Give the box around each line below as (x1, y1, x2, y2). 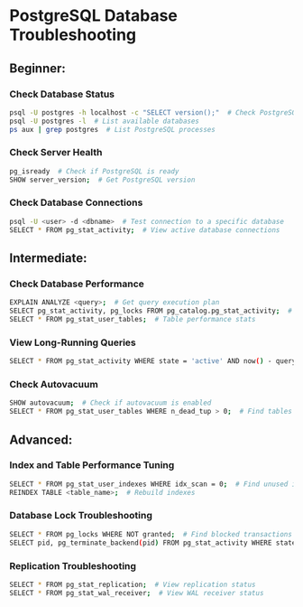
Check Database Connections (9, 196, 143, 209)
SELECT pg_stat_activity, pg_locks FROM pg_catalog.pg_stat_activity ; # (9, 306, 293, 316)
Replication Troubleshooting (9, 559, 137, 572)
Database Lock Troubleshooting (9, 509, 153, 522)
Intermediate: (9, 250, 87, 266)
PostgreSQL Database (9, 5, 179, 26)
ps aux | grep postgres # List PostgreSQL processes (9, 125, 216, 134)
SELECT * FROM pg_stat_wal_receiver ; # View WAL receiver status (9, 588, 264, 597)
